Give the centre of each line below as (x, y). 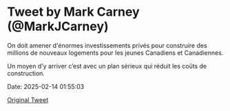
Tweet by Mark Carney (73, 12)
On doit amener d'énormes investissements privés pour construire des (107, 45)
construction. (26, 73)
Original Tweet (28, 99)
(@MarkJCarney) (58, 26)
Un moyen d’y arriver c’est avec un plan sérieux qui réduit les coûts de (107, 66)
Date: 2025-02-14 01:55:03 (46, 86)
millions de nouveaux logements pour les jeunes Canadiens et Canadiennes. (115, 53)
